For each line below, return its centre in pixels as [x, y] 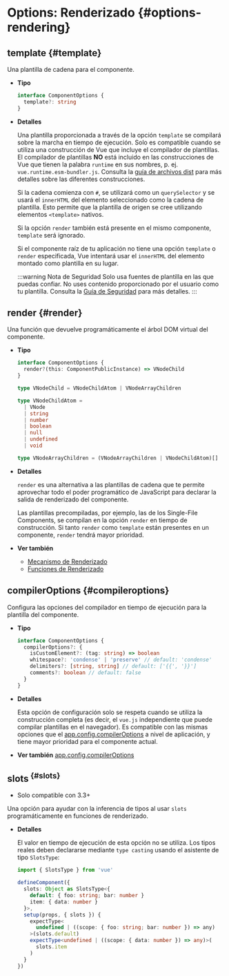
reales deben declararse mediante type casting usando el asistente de [118, 850]
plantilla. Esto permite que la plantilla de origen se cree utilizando [109, 207]
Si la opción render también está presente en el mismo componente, [114, 228]
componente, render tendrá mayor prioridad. [80, 535]
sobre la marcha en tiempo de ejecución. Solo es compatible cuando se [119, 142]
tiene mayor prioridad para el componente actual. [87, 741]
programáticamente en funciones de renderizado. [78, 816]
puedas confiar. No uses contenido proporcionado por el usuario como [118, 284]
